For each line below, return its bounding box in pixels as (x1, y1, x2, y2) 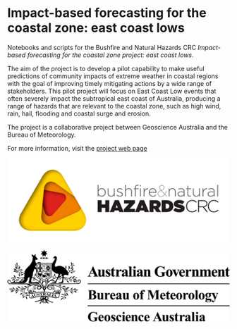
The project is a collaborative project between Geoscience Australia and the (7, 123, 228, 131)
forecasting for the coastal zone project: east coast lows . (27, 51, 194, 59)
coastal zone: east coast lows (7, 20, 185, 36)
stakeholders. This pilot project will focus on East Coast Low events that (7, 87, 217, 95)
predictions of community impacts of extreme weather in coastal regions (7, 72, 219, 80)
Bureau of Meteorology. (7, 130, 76, 139)
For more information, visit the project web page (7, 144, 147, 152)
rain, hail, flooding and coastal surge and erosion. (7, 109, 152, 118)
